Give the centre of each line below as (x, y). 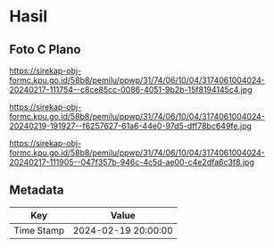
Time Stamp (39, 230)
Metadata (37, 190)
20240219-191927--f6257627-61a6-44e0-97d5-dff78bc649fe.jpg (131, 126)
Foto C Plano (45, 50)
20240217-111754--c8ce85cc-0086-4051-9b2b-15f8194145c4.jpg (131, 90)
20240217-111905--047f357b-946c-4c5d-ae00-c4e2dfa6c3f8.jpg (132, 162)
